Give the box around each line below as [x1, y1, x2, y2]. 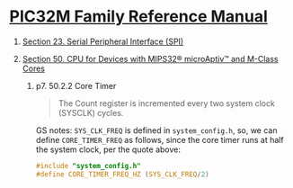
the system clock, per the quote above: [35, 144, 182, 155]
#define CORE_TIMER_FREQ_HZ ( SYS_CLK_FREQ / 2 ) [35, 169, 209, 179]
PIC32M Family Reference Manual [9, 6, 268, 27]
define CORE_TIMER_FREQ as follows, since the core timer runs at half [35, 134, 285, 145]
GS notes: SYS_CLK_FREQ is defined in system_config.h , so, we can [35, 124, 278, 136]
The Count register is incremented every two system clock [58, 97, 276, 109]
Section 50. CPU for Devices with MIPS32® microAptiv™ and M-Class [22, 53, 279, 64]
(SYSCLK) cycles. [58, 107, 124, 118]
